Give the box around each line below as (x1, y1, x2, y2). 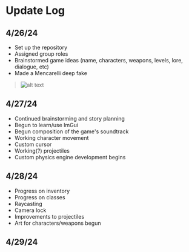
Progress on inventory (14, 187, 70, 194)
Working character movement (14, 134, 89, 141)
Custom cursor (14, 141, 52, 148)
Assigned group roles (14, 50, 68, 58)
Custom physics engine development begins (14, 153, 126, 161)
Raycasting (14, 200, 43, 207)
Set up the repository (14, 44, 68, 51)
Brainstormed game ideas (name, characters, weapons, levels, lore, (14, 57, 183, 64)
